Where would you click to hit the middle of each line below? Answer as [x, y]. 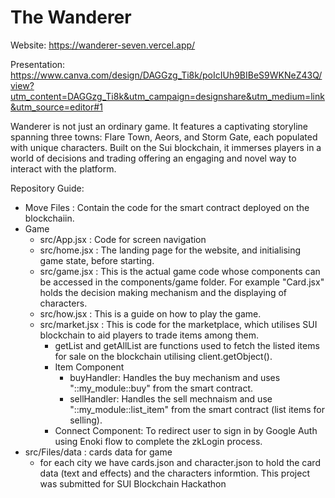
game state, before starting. [97, 260]
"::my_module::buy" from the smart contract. [161, 388]
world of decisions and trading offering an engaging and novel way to [153, 158]
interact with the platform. [63, 168]
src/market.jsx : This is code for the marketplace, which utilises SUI [178, 324]
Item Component [89, 367]
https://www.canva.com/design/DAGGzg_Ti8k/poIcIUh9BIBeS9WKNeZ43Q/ [166, 75]
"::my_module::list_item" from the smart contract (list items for [197, 409]
